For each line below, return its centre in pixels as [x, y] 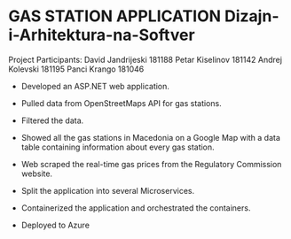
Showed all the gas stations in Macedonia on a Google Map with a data [151, 137]
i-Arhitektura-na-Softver [102, 35]
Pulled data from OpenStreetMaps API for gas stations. [122, 103]
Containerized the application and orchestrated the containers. [136, 208]
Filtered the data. [52, 120]
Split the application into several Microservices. [108, 190]
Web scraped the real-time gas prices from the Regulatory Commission [151, 164]
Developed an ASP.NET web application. [95, 86]
